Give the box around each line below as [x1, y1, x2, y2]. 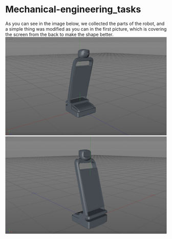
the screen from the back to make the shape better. [5, 31, 114, 37]
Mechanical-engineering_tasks [5, 4, 141, 15]
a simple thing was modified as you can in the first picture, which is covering [5, 26, 167, 32]
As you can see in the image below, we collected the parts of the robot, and [5, 20, 165, 27]
